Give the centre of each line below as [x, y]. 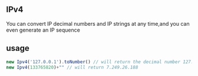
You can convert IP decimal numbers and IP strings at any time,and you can [98, 23]
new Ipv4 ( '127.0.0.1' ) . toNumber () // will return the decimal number [93, 62]
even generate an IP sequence [43, 30]
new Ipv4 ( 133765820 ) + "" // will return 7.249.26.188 [72, 67]
